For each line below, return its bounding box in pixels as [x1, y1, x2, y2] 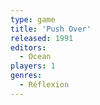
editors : [10, 42, 47, 53]
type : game [10, 14, 56, 25]
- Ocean [19, 52, 52, 62]
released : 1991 [10, 33, 74, 43]
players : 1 [10, 61, 56, 71]
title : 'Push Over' [10, 24, 92, 34]
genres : [10, 71, 43, 81]
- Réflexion [19, 80, 70, 90]
